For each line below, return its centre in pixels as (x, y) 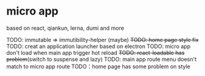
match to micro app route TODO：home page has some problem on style (99, 66)
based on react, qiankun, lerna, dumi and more (65, 28)
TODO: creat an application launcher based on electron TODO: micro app (99, 46)
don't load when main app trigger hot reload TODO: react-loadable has (95, 52)
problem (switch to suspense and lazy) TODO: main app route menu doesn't (102, 59)
